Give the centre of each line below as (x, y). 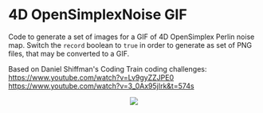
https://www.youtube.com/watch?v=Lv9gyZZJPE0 (91, 77)
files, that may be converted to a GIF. (69, 53)
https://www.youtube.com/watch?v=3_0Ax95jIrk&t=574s (101, 86)
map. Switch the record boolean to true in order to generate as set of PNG (130, 45)
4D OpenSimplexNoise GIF (98, 15)
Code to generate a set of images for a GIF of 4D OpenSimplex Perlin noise (131, 37)
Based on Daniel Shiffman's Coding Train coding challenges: (108, 68)
